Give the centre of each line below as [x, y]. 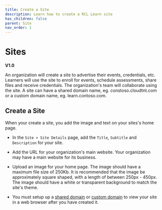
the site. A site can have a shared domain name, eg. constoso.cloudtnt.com [81, 90]
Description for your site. [38, 143]
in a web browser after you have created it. [55, 202]
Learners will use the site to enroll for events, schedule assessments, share [81, 80]
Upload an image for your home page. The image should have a [76, 167]
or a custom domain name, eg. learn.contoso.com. [56, 96]
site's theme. [25, 187]
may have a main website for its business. [54, 157]
